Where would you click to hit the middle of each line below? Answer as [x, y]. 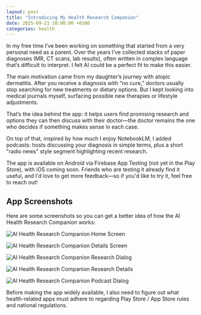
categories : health [31, 29]
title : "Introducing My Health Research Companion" [72, 17]
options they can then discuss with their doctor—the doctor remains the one [101, 121]
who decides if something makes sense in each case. [73, 127]
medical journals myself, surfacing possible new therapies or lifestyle [92, 96]
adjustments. [22, 103]
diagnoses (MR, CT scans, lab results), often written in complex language [97, 59]
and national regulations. [37, 305]
